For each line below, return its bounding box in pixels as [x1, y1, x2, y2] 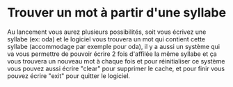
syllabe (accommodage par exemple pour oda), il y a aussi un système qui [7, 42, 220, 50]
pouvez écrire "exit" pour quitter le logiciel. [7, 71, 131, 80]
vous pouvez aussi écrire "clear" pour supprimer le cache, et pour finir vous [7, 64, 225, 72]
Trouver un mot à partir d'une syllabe [7, 5, 227, 21]
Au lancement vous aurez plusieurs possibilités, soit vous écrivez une [7, 28, 207, 36]
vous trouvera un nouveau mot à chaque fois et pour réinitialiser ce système [7, 57, 225, 65]
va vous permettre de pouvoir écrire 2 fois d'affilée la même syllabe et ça [7, 50, 217, 58]
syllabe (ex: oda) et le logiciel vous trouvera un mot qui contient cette [7, 35, 206, 43]
